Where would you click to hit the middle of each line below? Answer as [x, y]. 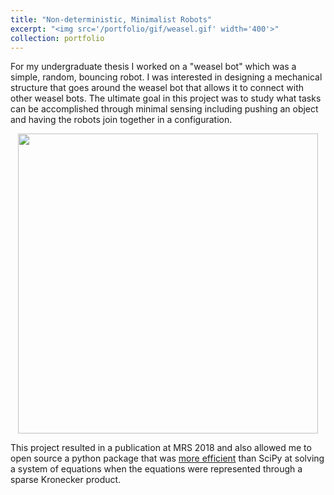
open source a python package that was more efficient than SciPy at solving [167, 458]
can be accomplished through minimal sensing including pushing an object [164, 109]
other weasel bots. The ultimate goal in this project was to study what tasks [166, 98]
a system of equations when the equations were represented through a [156, 469]
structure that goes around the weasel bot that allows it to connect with [157, 88]
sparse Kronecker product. [66, 480]
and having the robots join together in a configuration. [121, 120]
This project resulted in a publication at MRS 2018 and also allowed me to [161, 448]
